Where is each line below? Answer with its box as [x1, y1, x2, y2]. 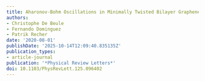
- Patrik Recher [6, 32, 48, 38]
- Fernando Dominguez [6, 26, 62, 32]
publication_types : [6, 49, 56, 55]
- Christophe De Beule [6, 20, 64, 26]
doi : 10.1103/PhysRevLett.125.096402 [6, 65, 103, 72]
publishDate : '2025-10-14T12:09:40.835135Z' [6, 43, 121, 49]
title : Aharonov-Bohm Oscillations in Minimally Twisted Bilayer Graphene [6, 9, 201, 15]
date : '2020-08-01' [6, 37, 56, 43]
